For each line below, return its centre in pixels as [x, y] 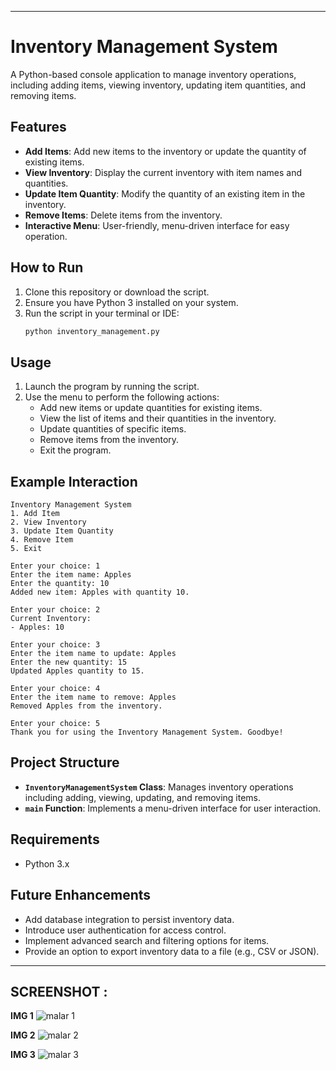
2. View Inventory [48, 522]
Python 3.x [47, 863]
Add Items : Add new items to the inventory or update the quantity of [165, 151]
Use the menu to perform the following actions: [122, 397]
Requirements [55, 839]
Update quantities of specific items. [113, 429]
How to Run [47, 267]
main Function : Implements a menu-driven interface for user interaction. [173, 808]
